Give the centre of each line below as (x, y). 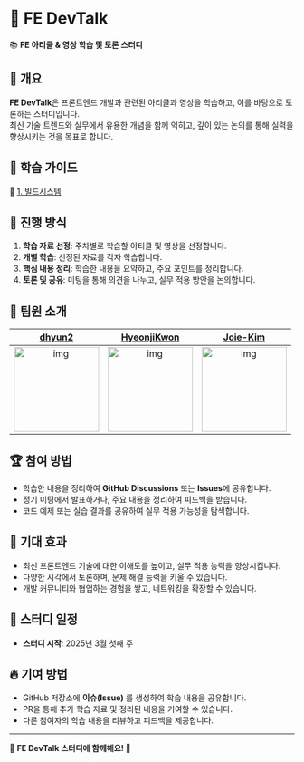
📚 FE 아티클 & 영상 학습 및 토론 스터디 (76, 44)
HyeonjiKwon (150, 337)
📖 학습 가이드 (44, 168)
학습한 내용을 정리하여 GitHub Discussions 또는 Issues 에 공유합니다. (147, 488)
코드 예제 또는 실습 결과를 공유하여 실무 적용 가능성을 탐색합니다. (136, 511)
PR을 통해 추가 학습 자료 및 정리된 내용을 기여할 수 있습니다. (128, 709)
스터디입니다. (56, 113)
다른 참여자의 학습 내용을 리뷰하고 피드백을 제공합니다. (118, 720)
